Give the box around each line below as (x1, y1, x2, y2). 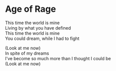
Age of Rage (5, 3, 57, 15)
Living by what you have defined (5, 25, 71, 31)
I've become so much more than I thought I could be (5, 55, 111, 61)
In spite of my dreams (5, 50, 49, 56)
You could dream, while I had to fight (5, 35, 80, 41)
